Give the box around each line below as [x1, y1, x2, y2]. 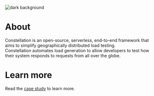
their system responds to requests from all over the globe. [5, 53, 121, 58]
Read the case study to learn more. [5, 85, 75, 91]
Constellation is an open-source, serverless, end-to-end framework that [5, 37, 149, 43]
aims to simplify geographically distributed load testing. [5, 42, 116, 48]
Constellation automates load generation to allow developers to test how [5, 47, 149, 53]
